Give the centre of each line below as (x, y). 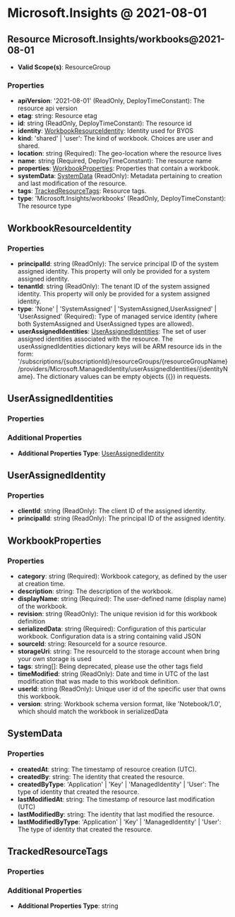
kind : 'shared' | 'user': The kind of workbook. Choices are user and (115, 139)
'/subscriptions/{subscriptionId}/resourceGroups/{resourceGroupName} (122, 361)
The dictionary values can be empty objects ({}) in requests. (124, 376)
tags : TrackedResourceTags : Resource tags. (82, 191)
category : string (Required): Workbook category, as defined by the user (122, 576)
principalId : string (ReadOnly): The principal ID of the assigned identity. (121, 518)
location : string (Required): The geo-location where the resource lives (120, 153)
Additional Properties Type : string (68, 906)
